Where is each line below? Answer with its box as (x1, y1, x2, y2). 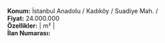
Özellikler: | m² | (7, 21, 55, 30)
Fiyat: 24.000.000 (7, 15, 60, 23)
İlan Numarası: (7, 29, 51, 37)
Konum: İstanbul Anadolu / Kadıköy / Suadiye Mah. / (7, 7, 159, 15)
